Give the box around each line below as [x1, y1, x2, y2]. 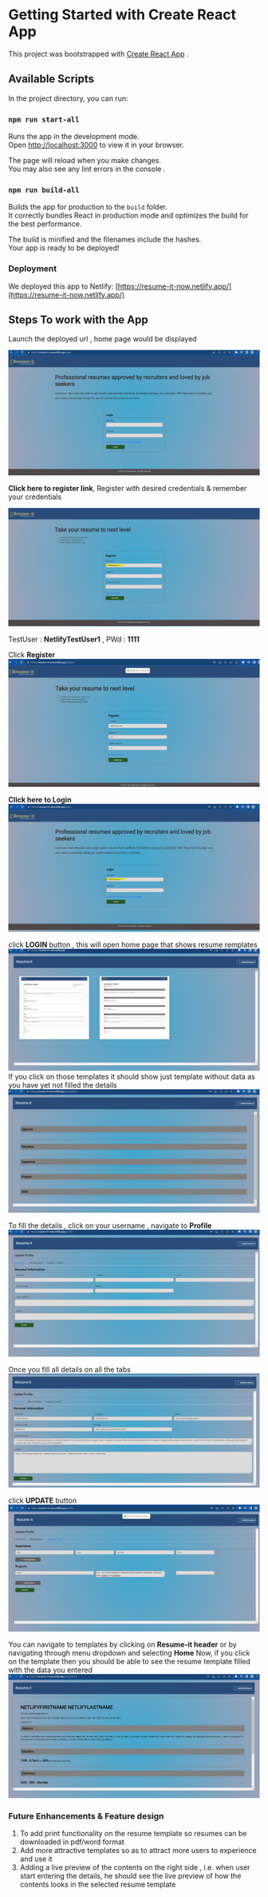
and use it [19, 1854, 53, 1864]
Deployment [8, 263, 57, 274]
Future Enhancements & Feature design [8, 1811, 165, 1822]
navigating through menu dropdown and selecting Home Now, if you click [8, 1647, 250, 1657]
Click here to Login [8, 794, 72, 805]
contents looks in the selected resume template [19, 1879, 176, 1889]
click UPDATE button [8, 1496, 77, 1505]
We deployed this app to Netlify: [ [8, 282, 118, 291]
